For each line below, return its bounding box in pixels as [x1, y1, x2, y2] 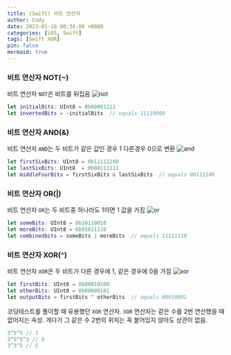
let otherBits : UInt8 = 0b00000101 [7, 287, 110, 294]
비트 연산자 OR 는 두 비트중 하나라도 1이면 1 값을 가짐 [7, 206, 145, 214]
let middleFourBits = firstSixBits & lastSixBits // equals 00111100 [7, 171, 215, 178]
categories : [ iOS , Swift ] [7, 29, 82, 37]
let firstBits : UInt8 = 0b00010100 [7, 281, 110, 288]
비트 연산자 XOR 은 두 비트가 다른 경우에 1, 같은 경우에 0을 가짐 [7, 267, 172, 276]
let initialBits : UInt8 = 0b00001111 [7, 104, 116, 111]
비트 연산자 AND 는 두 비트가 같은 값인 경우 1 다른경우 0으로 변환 [7, 144, 176, 153]
